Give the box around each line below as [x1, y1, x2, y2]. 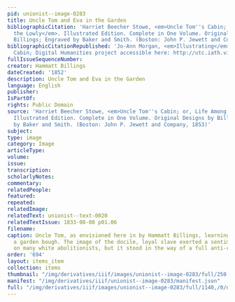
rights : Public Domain [7, 102, 73, 109]
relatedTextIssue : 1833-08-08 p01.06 [7, 219, 117, 226]
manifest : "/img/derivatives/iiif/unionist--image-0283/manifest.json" [7, 277, 220, 284]
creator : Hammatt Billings [7, 62, 86, 69]
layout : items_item [7, 258, 64, 265]
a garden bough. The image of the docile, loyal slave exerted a [13, 238, 208, 245]
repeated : [7, 199, 36, 207]
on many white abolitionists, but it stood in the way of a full [13, 245, 208, 252]
